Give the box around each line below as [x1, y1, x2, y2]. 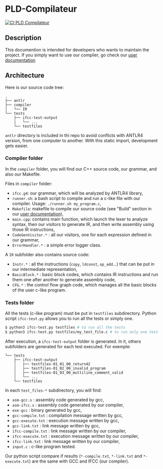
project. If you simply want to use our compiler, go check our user [5, 52, 138, 58]
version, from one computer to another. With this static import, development [5, 137, 158, 143]
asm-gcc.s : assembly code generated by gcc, [12, 397, 104, 402]
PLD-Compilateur [5, 3, 77, 15]
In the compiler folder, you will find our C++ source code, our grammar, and [5, 166, 157, 172]
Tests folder [5, 299, 34, 306]
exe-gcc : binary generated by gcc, [12, 407, 82, 413]
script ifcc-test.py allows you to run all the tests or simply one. [5, 315, 134, 321]
